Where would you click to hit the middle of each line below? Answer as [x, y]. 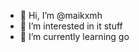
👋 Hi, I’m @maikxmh [61, 15]
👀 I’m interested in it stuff [71, 26]
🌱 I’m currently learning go [74, 36]
